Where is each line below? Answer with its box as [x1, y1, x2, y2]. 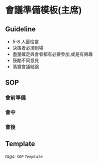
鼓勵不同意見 [12, 57, 39, 63]
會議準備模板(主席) [5, 4, 82, 16]
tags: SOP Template [5, 153, 43, 159]
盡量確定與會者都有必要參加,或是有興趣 [12, 51, 93, 57]
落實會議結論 [12, 63, 39, 69]
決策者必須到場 [12, 45, 43, 50]
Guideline [5, 24, 36, 33]
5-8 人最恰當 [12, 38, 39, 44]
